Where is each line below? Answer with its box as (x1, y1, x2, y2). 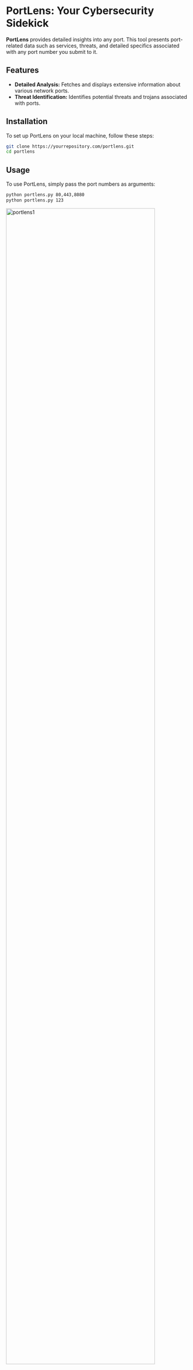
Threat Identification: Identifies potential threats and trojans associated (14, 93, 188, 100)
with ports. (14, 100, 41, 107)
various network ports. (14, 87, 69, 94)
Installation (6, 117, 48, 126)
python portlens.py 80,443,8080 (6, 192, 85, 198)
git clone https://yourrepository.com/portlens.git (6, 143, 134, 149)
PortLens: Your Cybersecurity (6, 4, 155, 18)
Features (6, 66, 39, 76)
